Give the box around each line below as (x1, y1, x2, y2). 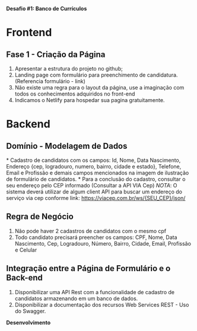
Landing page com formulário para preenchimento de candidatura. (14, 71, 178, 78)
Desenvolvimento (6, 319, 51, 326)
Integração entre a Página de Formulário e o (6, 263, 171, 273)
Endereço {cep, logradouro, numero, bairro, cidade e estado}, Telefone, (6, 163, 182, 170)
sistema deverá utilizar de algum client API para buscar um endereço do (6, 188, 183, 195)
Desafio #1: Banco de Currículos (6, 5, 87, 12)
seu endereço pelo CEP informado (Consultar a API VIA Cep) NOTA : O (6, 182, 177, 189)
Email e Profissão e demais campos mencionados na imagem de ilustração (6, 169, 189, 176)
